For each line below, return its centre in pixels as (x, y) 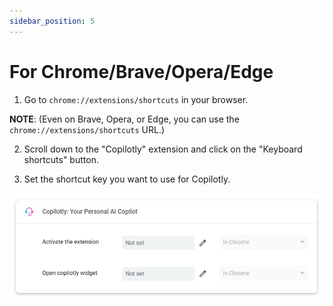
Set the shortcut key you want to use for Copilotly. (127, 179)
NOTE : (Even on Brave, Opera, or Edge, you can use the (124, 119)
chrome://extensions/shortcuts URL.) (87, 129)
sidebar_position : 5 (52, 21)
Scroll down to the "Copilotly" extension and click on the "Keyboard (163, 149)
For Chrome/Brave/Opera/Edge (141, 71)
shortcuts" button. (61, 159)
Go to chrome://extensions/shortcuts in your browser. (136, 99)
